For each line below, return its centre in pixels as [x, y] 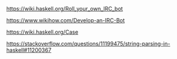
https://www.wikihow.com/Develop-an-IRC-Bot [66, 20]
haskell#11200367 [29, 50]
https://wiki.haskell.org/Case [42, 32]
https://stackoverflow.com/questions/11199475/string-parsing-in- [88, 44]
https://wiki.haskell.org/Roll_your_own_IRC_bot [65, 9]
